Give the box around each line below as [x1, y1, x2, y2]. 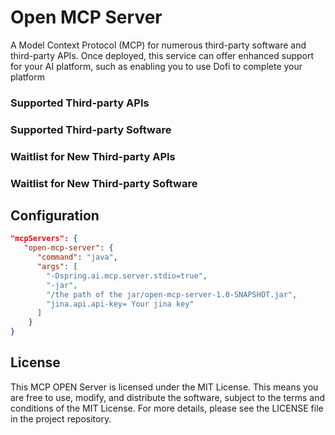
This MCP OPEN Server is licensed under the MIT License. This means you [10, 381, 319, 393]
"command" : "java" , [36, 252, 118, 263]
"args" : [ [36, 262, 78, 272]
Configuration [10, 207, 100, 225]
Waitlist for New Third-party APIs [10, 149, 176, 163]
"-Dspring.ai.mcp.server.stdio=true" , [46, 271, 208, 281]
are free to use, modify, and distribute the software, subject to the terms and [10, 391, 326, 403]
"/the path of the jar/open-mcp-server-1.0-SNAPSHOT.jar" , [46, 289, 298, 300]
